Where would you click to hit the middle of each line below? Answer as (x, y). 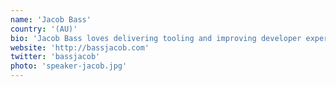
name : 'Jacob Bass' (51, 19)
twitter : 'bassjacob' (55, 57)
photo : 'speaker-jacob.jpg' (69, 66)
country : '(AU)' (44, 29)
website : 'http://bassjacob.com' (80, 47)
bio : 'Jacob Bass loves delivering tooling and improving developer (156, 38)
